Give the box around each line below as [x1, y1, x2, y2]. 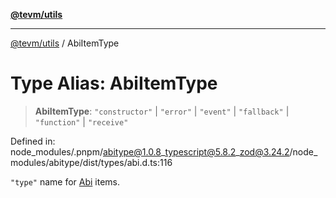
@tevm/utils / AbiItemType [10, 37, 120, 49]
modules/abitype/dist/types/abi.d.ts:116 [10, 156, 173, 168]
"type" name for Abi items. [10, 175, 121, 188]
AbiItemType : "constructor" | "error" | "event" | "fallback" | [34, 105, 290, 117]
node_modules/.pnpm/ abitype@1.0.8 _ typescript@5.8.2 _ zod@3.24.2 [10, 145, 290, 158]
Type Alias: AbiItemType [10, 72, 218, 95]
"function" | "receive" [34, 115, 129, 128]
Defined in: [10, 135, 56, 147]
